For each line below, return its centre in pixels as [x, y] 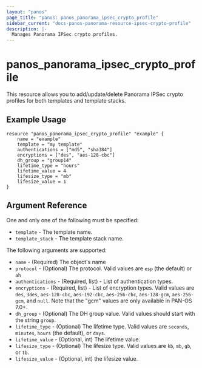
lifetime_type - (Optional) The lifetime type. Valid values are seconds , [102, 326]
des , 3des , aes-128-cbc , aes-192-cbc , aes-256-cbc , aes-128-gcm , [93, 294]
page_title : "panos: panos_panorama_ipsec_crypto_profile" [82, 18]
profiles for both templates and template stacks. [66, 101]
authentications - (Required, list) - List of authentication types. [94, 281]
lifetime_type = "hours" [49, 165]
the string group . [35, 320]
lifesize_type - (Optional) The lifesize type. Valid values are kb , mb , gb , [103, 346]
